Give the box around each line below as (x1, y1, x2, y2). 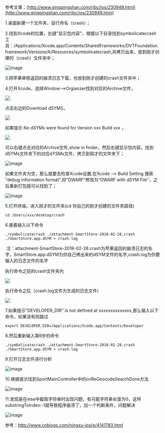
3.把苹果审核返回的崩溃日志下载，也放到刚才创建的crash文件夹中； (5, 75, 141, 81)
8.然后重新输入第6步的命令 (5, 333, 59, 339)
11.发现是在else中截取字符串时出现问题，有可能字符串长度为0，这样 (5, 396, 141, 402)
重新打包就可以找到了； (9, 183, 57, 188)
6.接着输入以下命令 (5, 222, 44, 228)
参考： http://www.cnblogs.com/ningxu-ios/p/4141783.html (5, 422, 124, 428)
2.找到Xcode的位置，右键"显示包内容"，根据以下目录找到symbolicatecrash (5, 31, 157, 36)
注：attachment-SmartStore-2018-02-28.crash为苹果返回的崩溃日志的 (6, 246, 148, 251)
